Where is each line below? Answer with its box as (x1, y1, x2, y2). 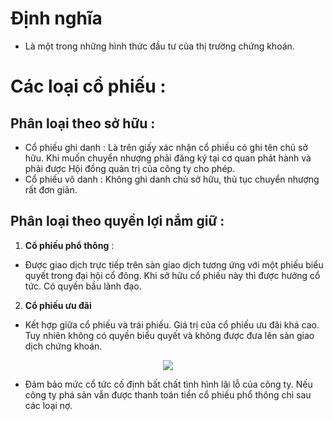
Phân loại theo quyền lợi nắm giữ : (10, 213, 225, 230)
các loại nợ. (24, 399, 73, 411)
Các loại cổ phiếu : (10, 75, 167, 98)
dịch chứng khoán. (24, 340, 103, 352)
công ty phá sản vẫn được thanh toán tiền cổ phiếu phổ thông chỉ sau (24, 388, 312, 401)
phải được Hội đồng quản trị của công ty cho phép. (24, 162, 236, 174)
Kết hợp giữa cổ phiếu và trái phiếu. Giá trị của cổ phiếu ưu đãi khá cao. (24, 318, 320, 331)
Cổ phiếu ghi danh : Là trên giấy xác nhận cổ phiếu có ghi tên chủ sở (24, 141, 308, 153)
